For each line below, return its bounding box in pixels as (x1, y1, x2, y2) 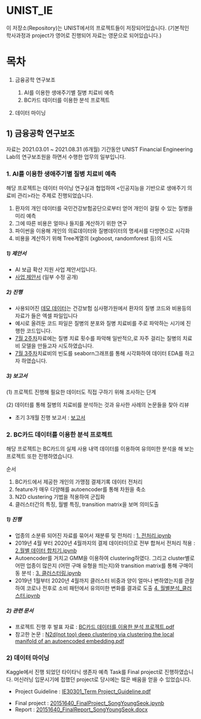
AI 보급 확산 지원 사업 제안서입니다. (14, 266, 97, 273)
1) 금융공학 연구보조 (6, 129, 75, 139)
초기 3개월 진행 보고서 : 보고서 (14, 414, 86, 421)
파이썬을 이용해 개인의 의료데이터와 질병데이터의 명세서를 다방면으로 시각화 (14, 227, 190, 234)
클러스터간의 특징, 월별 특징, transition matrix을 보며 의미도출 (14, 501, 159, 508)
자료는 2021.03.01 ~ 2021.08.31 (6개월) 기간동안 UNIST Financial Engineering (6, 145, 193, 153)
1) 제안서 (6, 249, 27, 257)
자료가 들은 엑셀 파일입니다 (14, 312, 78, 319)
